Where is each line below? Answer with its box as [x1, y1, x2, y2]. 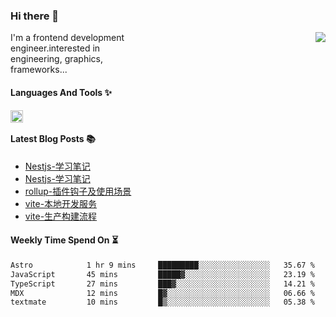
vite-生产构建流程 [24, 210, 98, 222]
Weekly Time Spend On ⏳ [10, 234, 119, 246]
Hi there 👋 [10, 9, 60, 23]
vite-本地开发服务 [24, 197, 98, 209]
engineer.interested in [10, 42, 101, 54]
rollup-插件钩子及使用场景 [24, 185, 132, 197]
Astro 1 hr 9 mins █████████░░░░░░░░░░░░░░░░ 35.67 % [10, 260, 315, 270]
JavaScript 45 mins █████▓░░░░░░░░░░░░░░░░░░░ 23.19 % [10, 269, 315, 279]
